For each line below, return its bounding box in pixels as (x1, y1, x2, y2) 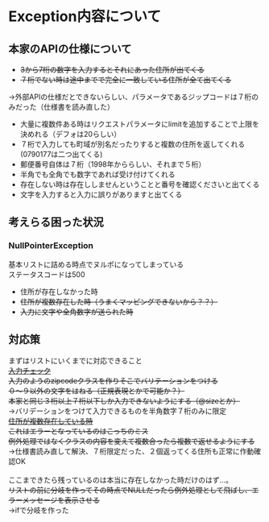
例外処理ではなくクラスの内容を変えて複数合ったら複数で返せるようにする (8, 436, 255, 445)
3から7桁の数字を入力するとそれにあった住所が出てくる (19, 65, 205, 74)
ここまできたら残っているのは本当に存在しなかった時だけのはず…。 (8, 474, 234, 484)
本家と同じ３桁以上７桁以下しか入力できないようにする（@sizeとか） (8, 396, 240, 405)
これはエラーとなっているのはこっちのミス (8, 426, 149, 436)
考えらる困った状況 (8, 215, 104, 230)
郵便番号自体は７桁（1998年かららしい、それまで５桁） (19, 159, 206, 169)
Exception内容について (8, 7, 162, 26)
